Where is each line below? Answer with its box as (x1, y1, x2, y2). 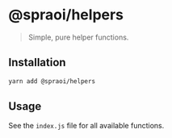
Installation (8, 56, 66, 69)
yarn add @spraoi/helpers (8, 77, 95, 86)
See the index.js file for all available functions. (8, 121, 165, 131)
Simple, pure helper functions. (27, 32, 129, 42)
